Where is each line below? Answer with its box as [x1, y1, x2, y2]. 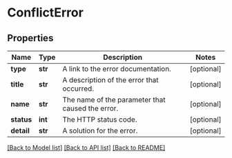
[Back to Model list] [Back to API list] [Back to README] [7, 144, 166, 152]
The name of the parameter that [61, 95, 166, 104]
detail [10, 126, 30, 135]
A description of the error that [61, 76, 159, 84]
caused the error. [61, 104, 119, 113]
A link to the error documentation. [61, 64, 171, 74]
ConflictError [7, 5, 84, 21]
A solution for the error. [61, 126, 138, 135]
